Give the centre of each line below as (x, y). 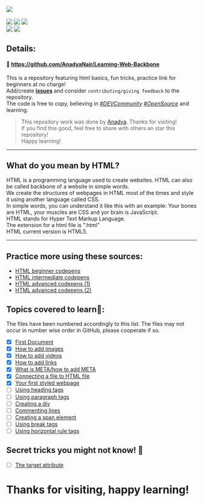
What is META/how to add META (55, 369)
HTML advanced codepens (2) (53, 290)
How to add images (39, 349)
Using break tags (36, 424)
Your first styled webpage (47, 383)
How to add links (36, 363)
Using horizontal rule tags (47, 431)
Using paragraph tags (42, 397)
